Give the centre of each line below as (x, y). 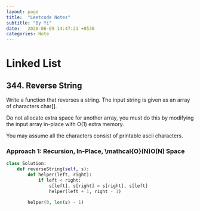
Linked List (34, 64)
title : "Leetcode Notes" (38, 17)
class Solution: (26, 164)
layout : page (22, 12)
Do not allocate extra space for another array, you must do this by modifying (100, 118)
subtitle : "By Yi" (29, 23)
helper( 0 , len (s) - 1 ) (56, 202)
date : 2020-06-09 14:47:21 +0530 (50, 28)
